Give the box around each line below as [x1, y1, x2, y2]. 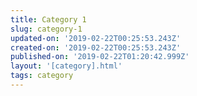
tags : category [10, 71, 74, 81]
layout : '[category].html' [10, 61, 123, 71]
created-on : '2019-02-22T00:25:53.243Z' [10, 42, 182, 53]
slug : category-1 [10, 24, 83, 34]
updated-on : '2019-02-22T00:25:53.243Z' [10, 33, 182, 43]
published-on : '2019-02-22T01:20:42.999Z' [10, 52, 190, 62]
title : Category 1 [10, 14, 87, 25]
